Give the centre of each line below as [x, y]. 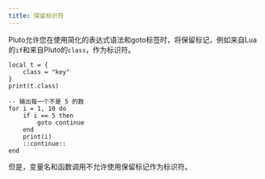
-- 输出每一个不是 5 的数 [46, 101]
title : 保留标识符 [36, 16]
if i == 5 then [48, 116]
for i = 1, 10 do [37, 108]
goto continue [61, 122]
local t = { [28, 65]
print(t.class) [34, 86]
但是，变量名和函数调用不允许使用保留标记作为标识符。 [100, 166]
